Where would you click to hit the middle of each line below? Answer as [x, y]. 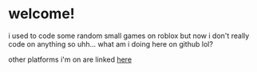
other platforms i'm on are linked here [70, 59]
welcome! [42, 14]
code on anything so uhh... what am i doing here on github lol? [111, 44]
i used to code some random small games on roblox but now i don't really [129, 36]
